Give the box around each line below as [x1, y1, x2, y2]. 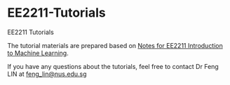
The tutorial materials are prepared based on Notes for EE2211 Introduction [7, 41, 223, 49]
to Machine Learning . [7, 49, 69, 57]
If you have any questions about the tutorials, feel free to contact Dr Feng [7, 62, 219, 70]
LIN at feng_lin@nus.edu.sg [7, 70, 87, 78]
